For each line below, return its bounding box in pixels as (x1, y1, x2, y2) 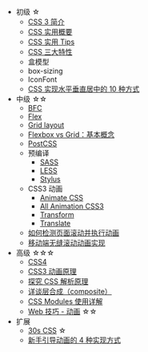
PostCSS (27, 139, 58, 148)
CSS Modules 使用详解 (27, 297, 103, 306)
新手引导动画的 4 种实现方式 (27, 335, 122, 345)
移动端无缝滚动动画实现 (27, 238, 106, 247)
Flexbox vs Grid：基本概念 (27, 130, 114, 139)
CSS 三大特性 (27, 47, 73, 56)
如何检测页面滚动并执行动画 (27, 228, 120, 237)
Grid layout (27, 120, 65, 130)
